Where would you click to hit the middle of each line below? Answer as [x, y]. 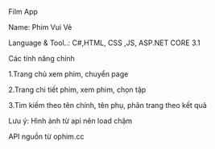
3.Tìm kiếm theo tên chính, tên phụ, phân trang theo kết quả [107, 105]
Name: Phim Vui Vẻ [40, 27]
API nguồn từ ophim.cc [46, 137]
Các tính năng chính [41, 58]
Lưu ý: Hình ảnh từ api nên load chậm [70, 121]
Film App [23, 12]
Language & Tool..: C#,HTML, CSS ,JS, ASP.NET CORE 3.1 [105, 43]
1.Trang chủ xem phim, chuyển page [68, 74]
